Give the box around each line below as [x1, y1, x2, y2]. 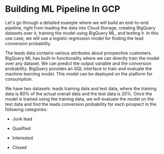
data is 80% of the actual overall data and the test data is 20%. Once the [5, 91, 152, 97]
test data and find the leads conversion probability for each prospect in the [5, 101, 157, 107]
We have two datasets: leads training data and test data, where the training [5, 85, 157, 91]
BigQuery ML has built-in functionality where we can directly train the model [5, 55, 160, 61]
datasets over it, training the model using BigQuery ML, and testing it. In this [5, 30, 159, 36]
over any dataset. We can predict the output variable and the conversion [5, 60, 151, 66]
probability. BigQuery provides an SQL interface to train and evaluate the [5, 65, 152, 72]
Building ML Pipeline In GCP [5, 3, 120, 15]
